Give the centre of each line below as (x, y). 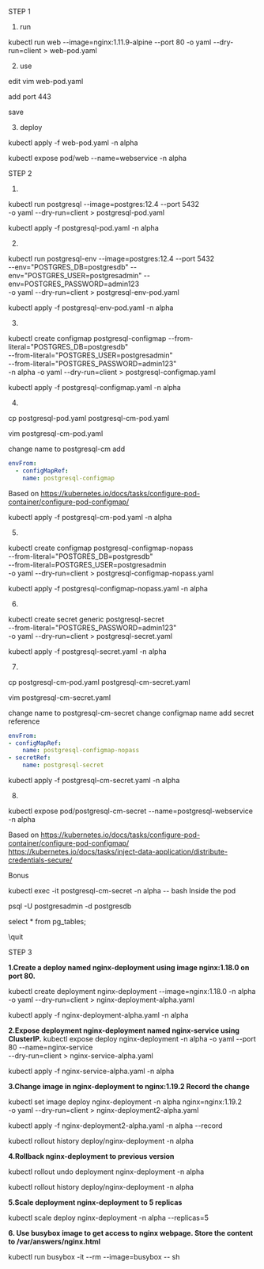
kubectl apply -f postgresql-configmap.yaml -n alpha (95, 387)
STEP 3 (20, 952)
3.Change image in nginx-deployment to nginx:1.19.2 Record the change (129, 1086)
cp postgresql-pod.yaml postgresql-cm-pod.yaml (89, 418)
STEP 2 (20, 173)
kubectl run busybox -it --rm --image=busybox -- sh (94, 1257)
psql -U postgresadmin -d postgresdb (70, 906)
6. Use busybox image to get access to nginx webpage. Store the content (131, 1233)
